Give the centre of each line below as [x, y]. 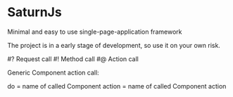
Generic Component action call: [53, 72]
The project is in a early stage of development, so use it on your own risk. [114, 45]
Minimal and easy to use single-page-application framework [95, 32]
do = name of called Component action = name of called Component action [117, 86]
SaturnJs [34, 12]
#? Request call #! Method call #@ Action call [73, 59]
